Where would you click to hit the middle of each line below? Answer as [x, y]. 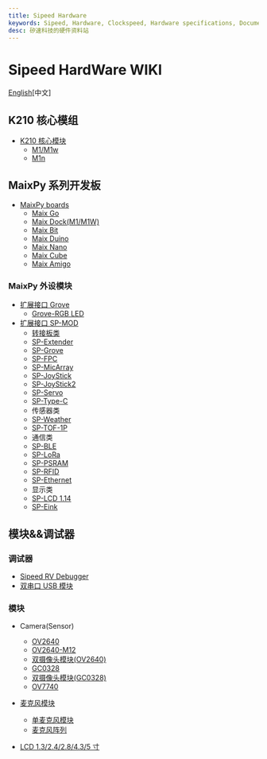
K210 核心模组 [43, 120]
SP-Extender [52, 342]
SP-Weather [51, 420]
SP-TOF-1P [49, 428]
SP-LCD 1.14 [51, 498]
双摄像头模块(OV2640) [69, 660]
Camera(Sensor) [47, 626]
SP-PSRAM [50, 463]
